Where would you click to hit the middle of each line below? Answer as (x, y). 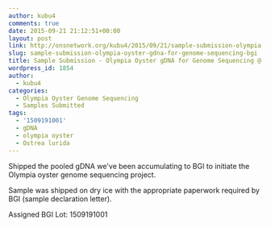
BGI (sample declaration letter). (60, 199)
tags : (17, 113)
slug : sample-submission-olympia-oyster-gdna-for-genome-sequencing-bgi (133, 53)
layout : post (30, 38)
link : (17, 46)
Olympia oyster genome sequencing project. (82, 175)
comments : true (34, 23)
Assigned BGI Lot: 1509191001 (58, 214)
